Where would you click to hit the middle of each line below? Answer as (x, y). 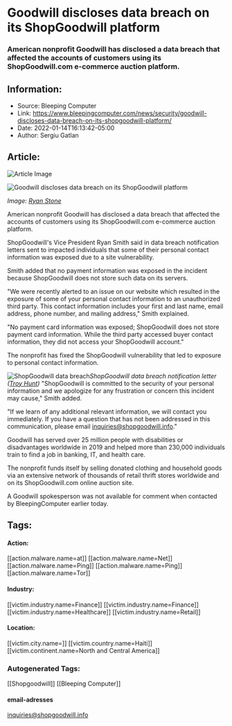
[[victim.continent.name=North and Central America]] (84, 650)
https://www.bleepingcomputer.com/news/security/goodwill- (120, 113)
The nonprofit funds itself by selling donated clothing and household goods (115, 468)
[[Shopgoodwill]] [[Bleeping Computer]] (64, 684)
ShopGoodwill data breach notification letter (153, 375)
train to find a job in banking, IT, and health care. (76, 454)
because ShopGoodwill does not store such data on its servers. (98, 278)
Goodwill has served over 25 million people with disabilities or (95, 439)
